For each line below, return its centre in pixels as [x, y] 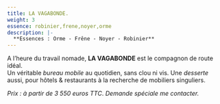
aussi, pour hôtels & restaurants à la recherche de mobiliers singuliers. [106, 80]
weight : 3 [21, 20]
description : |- [30, 32]
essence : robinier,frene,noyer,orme [59, 26]
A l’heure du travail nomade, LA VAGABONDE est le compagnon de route [110, 58]
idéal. [15, 66]
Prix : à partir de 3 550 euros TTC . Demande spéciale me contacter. [103, 94]
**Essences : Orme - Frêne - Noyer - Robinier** [84, 39]
